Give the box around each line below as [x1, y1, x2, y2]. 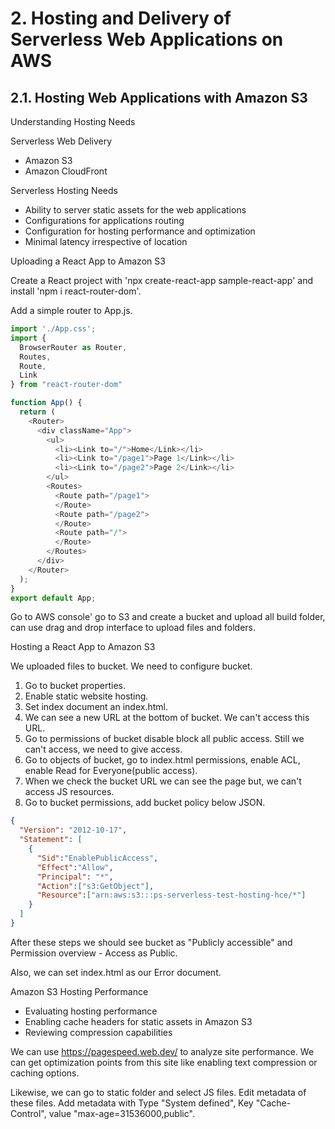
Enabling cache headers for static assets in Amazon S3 [24, 1015, 253, 1027]
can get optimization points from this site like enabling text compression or [10, 1056, 318, 1068]
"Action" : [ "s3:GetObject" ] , [36, 881, 155, 891]
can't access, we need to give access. [24, 743, 183, 756]
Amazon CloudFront [24, 165, 108, 177]
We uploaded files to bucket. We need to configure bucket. [10, 660, 253, 672]
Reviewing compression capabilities [24, 1026, 173, 1038]
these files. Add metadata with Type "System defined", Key [10, 1097, 254, 1109]
